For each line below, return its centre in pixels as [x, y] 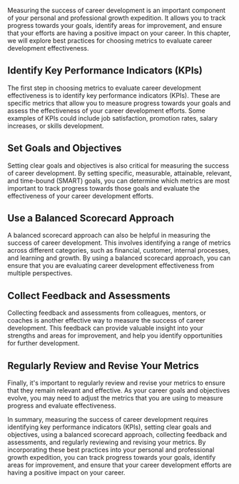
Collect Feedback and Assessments [89, 296]
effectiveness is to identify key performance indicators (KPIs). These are [114, 95]
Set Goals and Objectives [65, 148]
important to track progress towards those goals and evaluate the [103, 188]
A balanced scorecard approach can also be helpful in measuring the [109, 236]
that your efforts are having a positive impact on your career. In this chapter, [119, 33]
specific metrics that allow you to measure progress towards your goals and [119, 103]
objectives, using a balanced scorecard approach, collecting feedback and [117, 435]
